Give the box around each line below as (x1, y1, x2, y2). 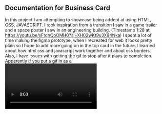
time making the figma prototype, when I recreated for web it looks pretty (5, 37, 153, 43)
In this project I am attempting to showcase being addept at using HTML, (5, 16, 151, 22)
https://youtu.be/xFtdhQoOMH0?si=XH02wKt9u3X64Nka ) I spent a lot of (5, 32, 152, 38)
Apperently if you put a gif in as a (5, 58, 72, 64)
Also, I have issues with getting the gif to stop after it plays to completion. (5, 53, 153, 59)
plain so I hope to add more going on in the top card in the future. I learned (5, 42, 155, 48)
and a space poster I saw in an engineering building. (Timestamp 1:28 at (5, 27, 150, 33)
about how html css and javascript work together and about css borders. (5, 48, 151, 53)
